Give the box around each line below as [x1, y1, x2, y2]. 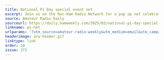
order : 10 [5, 43, 25, 48]
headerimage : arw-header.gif [5, 34, 64, 39]
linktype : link [5, 39, 36, 44]
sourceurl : [5, 20, 27, 26]
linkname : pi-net [5, 25, 41, 30]
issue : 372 [5, 47, 27, 52]
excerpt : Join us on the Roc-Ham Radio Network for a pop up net [5, 12, 141, 16]
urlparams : [5, 30, 27, 34]
